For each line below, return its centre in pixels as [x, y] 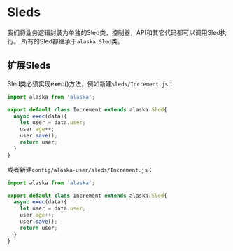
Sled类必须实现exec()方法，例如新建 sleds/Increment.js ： [91, 83]
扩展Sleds [29, 66]
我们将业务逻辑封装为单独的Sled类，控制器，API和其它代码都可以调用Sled [114, 32]
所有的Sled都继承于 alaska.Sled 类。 [72, 41]
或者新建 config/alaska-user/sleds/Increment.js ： [80, 170]
